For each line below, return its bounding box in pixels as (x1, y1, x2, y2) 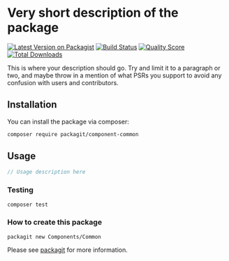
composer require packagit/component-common (7, 130, 139, 137)
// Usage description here (7, 169, 86, 176)
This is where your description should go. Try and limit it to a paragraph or (7, 64, 221, 72)
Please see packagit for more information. (7, 246, 128, 254)
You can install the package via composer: (7, 117, 129, 126)
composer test (7, 201, 49, 208)
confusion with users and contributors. (7, 78, 119, 87)
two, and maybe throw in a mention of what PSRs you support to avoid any (7, 71, 222, 80)
